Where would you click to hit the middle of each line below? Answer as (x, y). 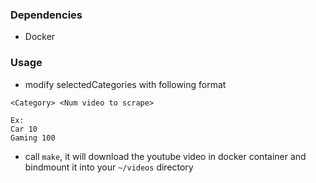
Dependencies (46, 15)
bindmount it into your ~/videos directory (109, 167)
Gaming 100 (33, 138)
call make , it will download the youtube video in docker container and (165, 156)
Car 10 (24, 129)
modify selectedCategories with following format (125, 84)
